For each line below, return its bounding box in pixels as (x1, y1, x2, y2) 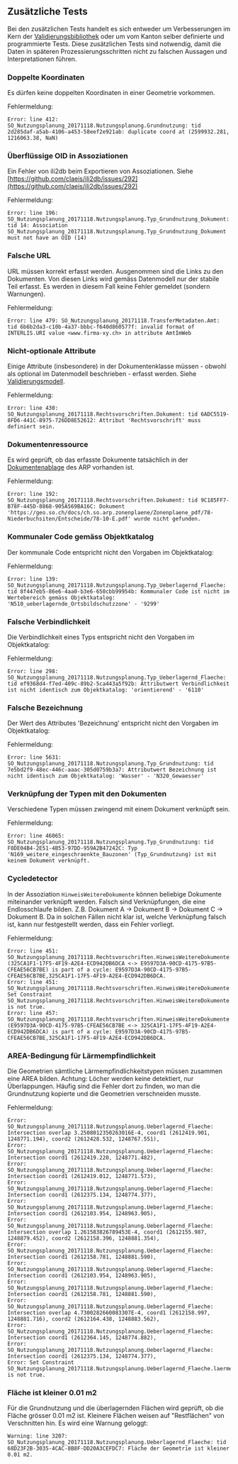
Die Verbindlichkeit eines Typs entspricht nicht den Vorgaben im (7, 633, 195, 641)
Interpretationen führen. (7, 55, 77, 63)
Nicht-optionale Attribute (7, 345, 96, 355)
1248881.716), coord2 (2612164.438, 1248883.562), (7, 1316, 160, 1323)
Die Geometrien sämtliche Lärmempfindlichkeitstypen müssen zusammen (7, 1067, 223, 1075)
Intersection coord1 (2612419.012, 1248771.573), (7, 1173, 157, 1180)
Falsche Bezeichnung (7, 702, 84, 712)
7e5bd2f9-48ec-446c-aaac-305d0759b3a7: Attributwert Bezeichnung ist (7, 766, 217, 774)
